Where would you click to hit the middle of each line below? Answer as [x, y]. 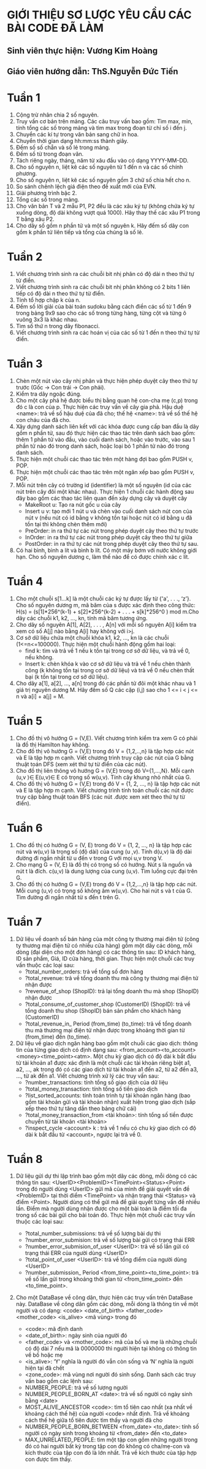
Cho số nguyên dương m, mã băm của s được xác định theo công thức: [105, 605]
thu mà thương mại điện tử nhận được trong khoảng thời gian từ [105, 1030]
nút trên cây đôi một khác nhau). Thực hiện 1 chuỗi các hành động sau [105, 491]
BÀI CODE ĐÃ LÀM [55, 28]
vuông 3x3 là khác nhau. [47, 319]
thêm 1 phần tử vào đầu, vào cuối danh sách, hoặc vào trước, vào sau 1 [105, 439]
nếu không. [39, 657]
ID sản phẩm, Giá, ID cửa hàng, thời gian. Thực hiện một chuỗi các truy [105, 958]
